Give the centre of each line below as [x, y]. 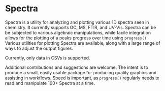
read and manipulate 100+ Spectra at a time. [50, 83]
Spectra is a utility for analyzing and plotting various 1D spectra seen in [77, 22]
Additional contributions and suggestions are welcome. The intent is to [77, 67]
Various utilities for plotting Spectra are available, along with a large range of [83, 43]
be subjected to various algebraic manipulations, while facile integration [78, 32]
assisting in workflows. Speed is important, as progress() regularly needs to [82, 78]
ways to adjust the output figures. [39, 48]
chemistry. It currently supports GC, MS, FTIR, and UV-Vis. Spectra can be [81, 27]
